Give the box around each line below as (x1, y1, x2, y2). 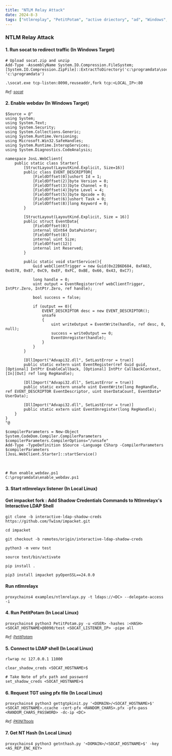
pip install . (5, 563, 36, 568)
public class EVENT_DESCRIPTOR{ (24, 169, 93, 174)
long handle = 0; (32, 277, 70, 282)
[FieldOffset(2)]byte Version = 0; (32, 179, 109, 184)
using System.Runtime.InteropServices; (5, 143, 91, 148)
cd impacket (5, 527, 31, 532)
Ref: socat (5, 89, 24, 95)
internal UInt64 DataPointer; (32, 228, 97, 233)
